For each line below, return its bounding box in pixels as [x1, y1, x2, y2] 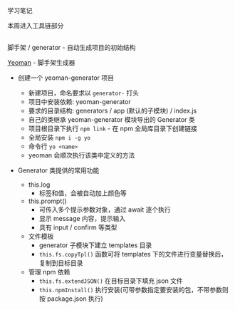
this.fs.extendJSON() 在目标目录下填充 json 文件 [38, 277, 183, 285]
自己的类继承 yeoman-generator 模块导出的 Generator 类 [28, 115, 196, 124]
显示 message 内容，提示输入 [38, 215, 126, 223]
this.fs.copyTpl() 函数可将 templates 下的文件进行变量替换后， [38, 250, 228, 259]
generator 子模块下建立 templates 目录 [38, 241, 152, 249]
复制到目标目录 [38, 259, 83, 267]
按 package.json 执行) [38, 294, 103, 303]
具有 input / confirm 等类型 [38, 223, 117, 232]
